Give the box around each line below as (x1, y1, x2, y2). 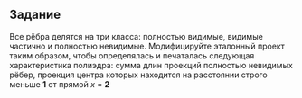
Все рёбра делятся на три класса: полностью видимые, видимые (9, 31, 264, 41)
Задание (9, 7, 61, 22)
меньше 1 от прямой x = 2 (9, 78, 110, 89)
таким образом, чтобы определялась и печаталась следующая (9, 49, 255, 61)
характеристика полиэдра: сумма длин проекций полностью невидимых (9, 59, 294, 70)
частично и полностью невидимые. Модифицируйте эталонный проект (9, 40, 285, 51)
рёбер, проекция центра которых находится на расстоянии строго (9, 69, 269, 80)
